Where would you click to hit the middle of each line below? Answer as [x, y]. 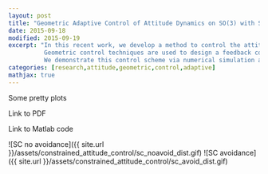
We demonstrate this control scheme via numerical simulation [149, 61]
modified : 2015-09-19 [44, 38]
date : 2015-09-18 [37, 30]
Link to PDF [27, 113]
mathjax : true [32, 75]
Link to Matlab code [41, 129]
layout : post [30, 16]
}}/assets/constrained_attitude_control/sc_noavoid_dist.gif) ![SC [113, 152]
